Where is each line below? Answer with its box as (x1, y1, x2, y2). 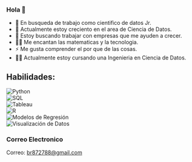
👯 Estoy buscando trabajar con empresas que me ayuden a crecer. (15, 32, 182, 39)
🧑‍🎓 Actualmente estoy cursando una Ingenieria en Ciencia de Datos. (15, 54, 187, 61)
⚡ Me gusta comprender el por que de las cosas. (15, 46, 137, 53)
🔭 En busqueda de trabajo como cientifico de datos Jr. (15, 19, 152, 27)
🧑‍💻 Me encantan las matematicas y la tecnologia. (15, 39, 139, 46)
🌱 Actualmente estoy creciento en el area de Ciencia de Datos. (15, 25, 172, 33)
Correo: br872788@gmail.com (6, 149, 83, 157)
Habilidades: (6, 72, 56, 82)
